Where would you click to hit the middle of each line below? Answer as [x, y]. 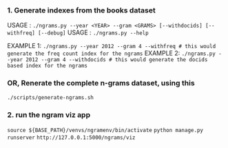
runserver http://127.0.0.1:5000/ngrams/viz [71, 137]
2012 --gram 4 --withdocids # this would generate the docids [116, 60]
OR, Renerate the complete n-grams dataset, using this [101, 83]
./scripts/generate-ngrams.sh [51, 97]
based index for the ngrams [48, 66]
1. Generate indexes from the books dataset [82, 10]
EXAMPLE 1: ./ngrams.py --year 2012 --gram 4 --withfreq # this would [112, 46]
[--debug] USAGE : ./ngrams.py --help [93, 32]
